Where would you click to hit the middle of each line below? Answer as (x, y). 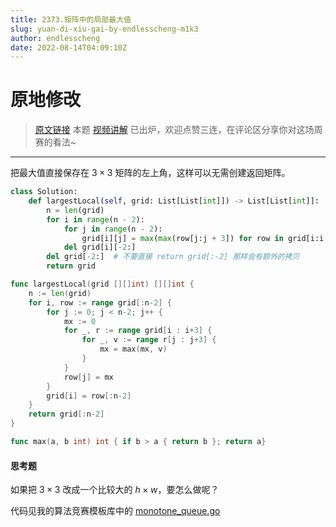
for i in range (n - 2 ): (95, 219)
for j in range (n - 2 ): (113, 229)
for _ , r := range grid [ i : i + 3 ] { (138, 331)
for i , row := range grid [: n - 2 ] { (100, 302)
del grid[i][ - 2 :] (100, 247)
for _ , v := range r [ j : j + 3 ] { (149, 340)
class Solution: (44, 192)
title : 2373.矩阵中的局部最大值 (71, 19)
